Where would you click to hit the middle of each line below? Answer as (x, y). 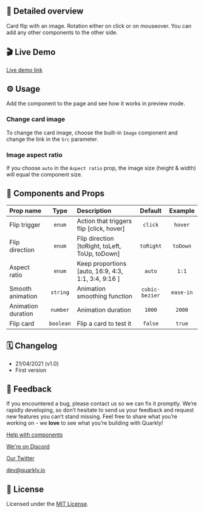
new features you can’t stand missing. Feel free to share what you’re (92, 416)
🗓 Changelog (32, 346)
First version (31, 370)
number (60, 310)
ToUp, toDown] (98, 253)
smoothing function (104, 296)
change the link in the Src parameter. (52, 139)
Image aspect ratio (34, 154)
